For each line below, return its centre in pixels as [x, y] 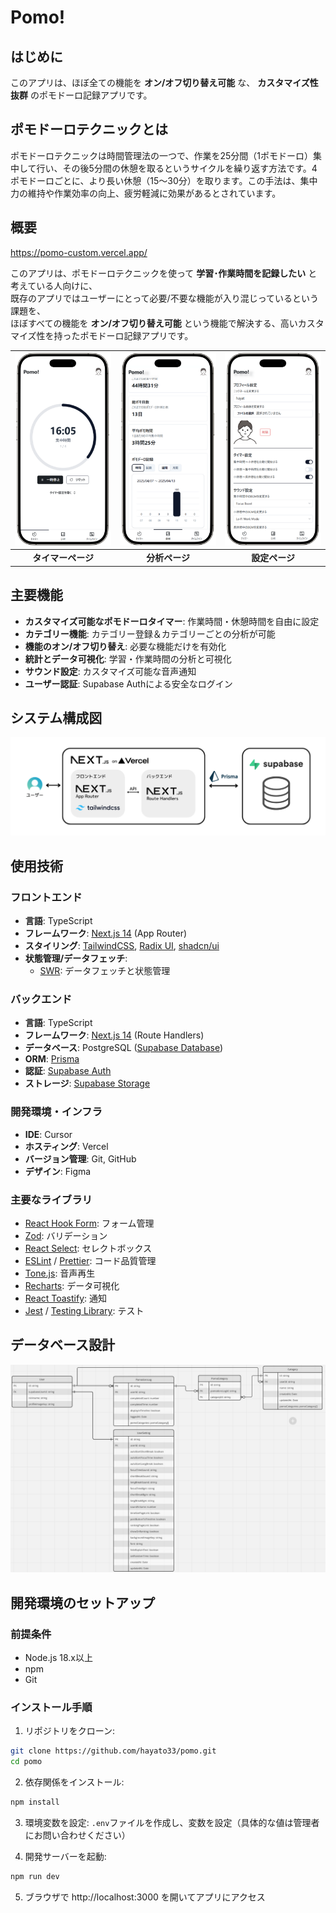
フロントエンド [46, 897]
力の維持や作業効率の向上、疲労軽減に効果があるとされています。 [146, 193]
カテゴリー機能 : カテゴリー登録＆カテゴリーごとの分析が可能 [150, 633]
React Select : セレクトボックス [88, 1248]
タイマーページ [63, 558]
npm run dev [35, 1877]
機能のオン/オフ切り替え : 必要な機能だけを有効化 [125, 646]
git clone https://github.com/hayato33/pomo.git [113, 1751]
